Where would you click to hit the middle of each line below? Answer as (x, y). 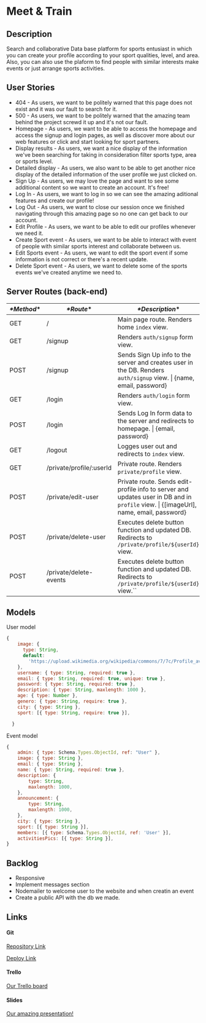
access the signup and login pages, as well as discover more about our (105, 135)
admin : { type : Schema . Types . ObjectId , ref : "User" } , (89, 752)
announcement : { (38, 798)
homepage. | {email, (146, 429)
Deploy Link (21, 958)
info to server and (163, 489)
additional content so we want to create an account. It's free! (92, 187)
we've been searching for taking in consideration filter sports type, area (106, 154)
